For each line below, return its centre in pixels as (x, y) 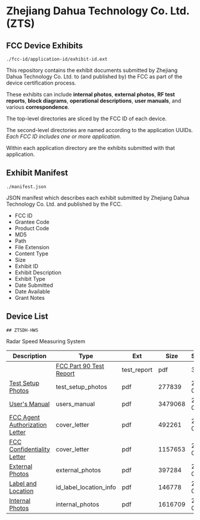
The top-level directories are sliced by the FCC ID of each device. (87, 118)
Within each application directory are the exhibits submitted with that (91, 148)
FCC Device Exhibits (45, 46)
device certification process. (41, 83)
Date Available (32, 291)
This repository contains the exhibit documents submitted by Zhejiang (92, 70)
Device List (27, 317)
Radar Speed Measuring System (46, 341)
